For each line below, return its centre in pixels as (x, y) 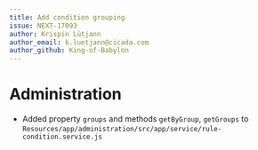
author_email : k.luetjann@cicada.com (79, 42)
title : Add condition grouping (67, 17)
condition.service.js (62, 137)
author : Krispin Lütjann (55, 34)
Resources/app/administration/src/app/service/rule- (122, 130)
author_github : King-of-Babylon (69, 51)
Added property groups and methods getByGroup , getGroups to (135, 119)
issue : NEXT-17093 (43, 26)
